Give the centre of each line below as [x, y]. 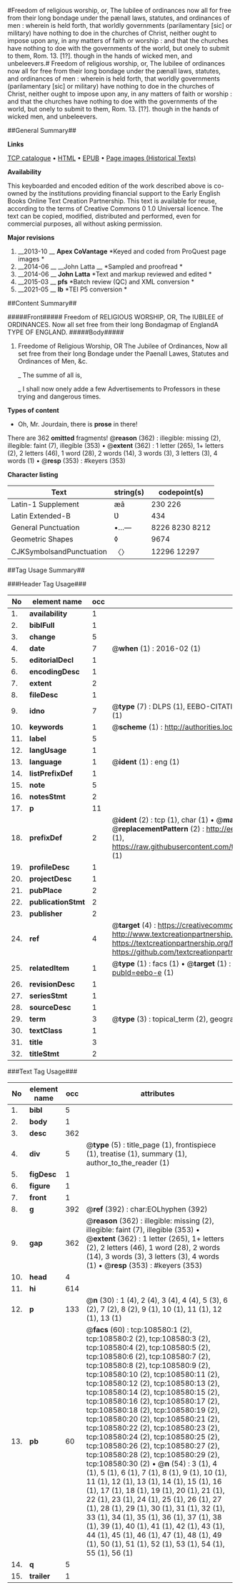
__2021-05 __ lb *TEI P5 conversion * [72, 289]
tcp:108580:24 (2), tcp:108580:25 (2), [153, 1437]
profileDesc [50, 867]
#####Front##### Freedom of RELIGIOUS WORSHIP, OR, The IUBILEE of [115, 317]
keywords [47, 727]
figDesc [43, 1174]
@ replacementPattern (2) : [158, 829]
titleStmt [44, 1054]
